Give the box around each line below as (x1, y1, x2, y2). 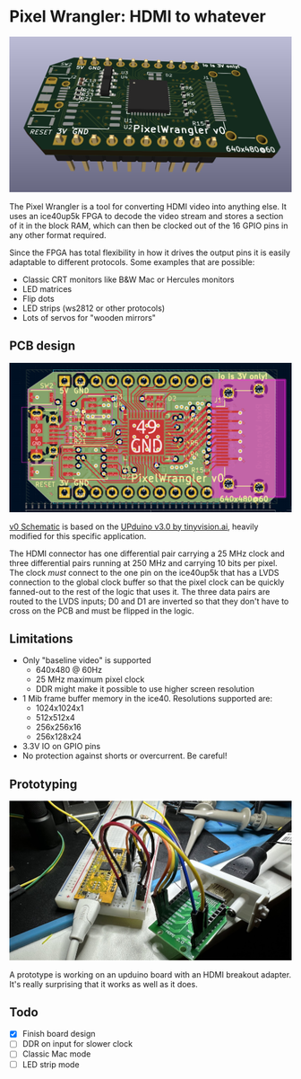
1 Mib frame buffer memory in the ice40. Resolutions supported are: (21, 694, 273, 704)
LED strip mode (21, 1058, 80, 1070)
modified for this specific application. (9, 530, 147, 541)
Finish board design (21, 1029, 96, 1039)
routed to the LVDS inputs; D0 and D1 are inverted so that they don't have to (9, 596, 289, 606)
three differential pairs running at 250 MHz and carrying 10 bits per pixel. (9, 557, 278, 568)
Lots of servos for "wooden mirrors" (21, 313, 157, 323)
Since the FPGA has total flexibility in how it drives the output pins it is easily (9, 247, 291, 258)
